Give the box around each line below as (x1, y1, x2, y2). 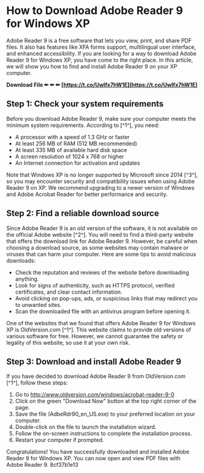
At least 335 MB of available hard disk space (15, 146, 127, 153)
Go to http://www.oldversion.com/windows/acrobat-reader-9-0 (15, 391, 175, 399)
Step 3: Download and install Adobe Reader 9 (6, 356, 181, 367)
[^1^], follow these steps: (6, 379, 68, 386)
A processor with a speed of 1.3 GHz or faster (15, 133, 130, 140)
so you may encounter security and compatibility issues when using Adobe (6, 178, 195, 185)
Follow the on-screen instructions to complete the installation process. (15, 430, 192, 437)
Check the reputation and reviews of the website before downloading (15, 269, 189, 276)
